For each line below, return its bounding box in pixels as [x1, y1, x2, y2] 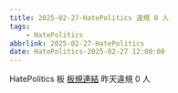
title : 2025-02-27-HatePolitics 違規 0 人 [9, 13, 170, 23]
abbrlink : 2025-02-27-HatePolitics [9, 38, 145, 48]
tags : [9, 22, 30, 31]
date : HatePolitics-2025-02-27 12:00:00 [9, 47, 166, 57]
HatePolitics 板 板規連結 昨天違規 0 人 [9, 74, 151, 85]
